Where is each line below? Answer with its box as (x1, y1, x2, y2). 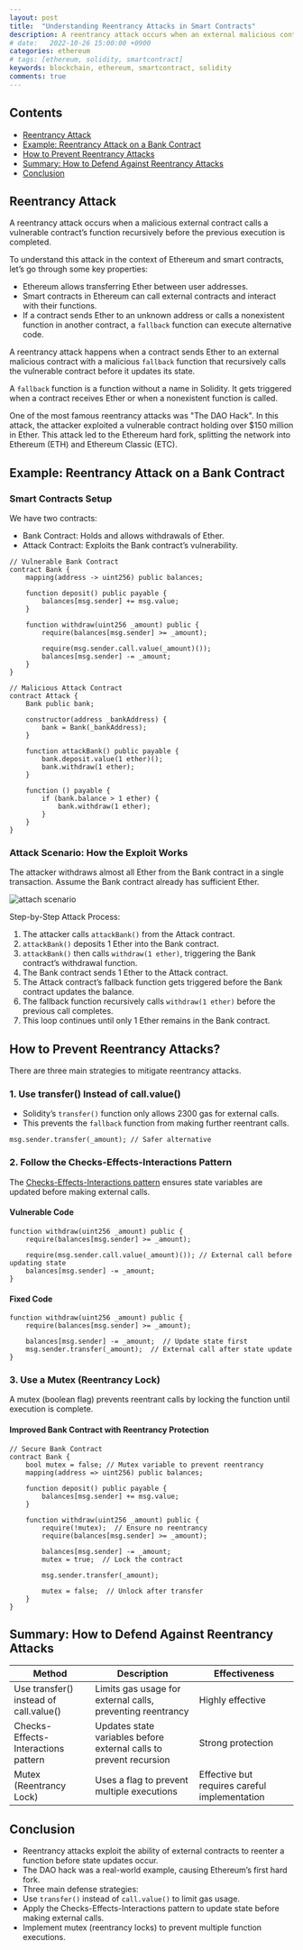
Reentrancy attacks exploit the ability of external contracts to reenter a (22, 1845, 285, 1856)
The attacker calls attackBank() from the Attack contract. (22, 929, 235, 940)
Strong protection (198, 1737, 273, 1750)
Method (32, 1668, 68, 1680)
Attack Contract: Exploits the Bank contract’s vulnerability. (22, 540, 239, 551)
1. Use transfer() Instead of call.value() (9, 1088, 181, 1100)
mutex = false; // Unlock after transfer (41, 1587, 204, 1596)
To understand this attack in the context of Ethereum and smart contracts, (9, 254, 284, 265)
